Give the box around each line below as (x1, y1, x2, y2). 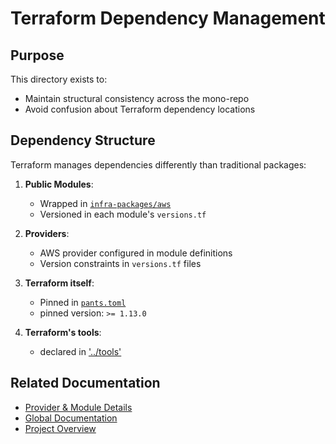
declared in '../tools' (39, 345, 122, 357)
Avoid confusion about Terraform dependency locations (24, 103, 256, 115)
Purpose (10, 47, 65, 64)
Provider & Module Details (24, 401, 133, 413)
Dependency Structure (10, 132, 156, 149)
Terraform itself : (24, 277, 95, 289)
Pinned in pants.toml (39, 296, 127, 308)
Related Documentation (10, 375, 161, 392)
